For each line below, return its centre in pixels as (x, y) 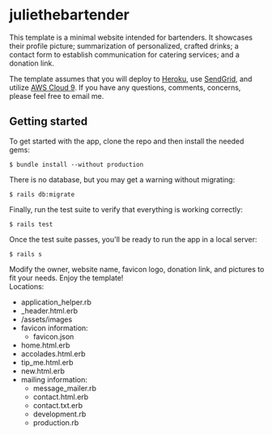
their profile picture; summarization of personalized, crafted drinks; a (124, 45)
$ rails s (26, 254)
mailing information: (54, 379)
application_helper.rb (56, 302)
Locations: (27, 286)
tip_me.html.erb (47, 362)
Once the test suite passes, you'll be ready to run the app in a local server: (133, 239)
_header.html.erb (49, 310)
